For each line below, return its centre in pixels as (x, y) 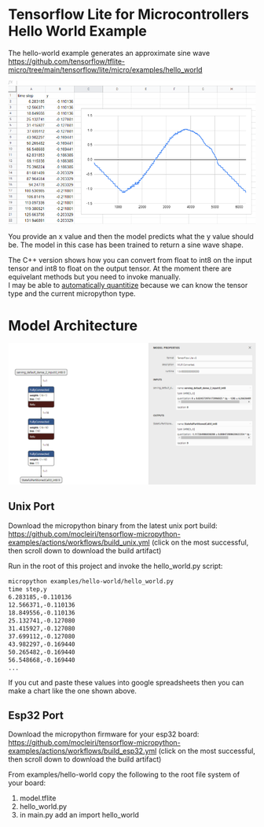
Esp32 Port (36, 716)
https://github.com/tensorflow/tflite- (67, 61)
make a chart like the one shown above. (73, 691)
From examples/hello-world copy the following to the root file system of (124, 775)
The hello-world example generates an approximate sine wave (109, 53)
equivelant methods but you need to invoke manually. (94, 277)
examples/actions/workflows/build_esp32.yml (82, 751)
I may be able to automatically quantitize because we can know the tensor (128, 286)
